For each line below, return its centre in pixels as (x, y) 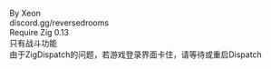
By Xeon (25, 13)
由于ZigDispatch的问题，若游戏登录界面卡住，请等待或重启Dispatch (136, 54)
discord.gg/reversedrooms (59, 23)
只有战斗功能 (33, 43)
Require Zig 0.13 (39, 32)
